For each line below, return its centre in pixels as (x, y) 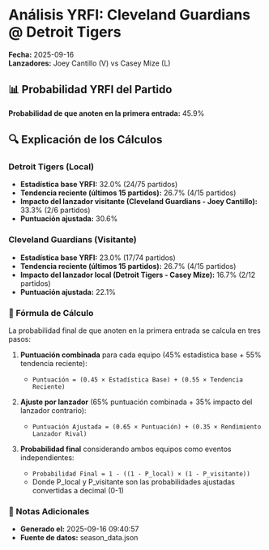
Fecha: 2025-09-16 (41, 54)
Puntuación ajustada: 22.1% (68, 292)
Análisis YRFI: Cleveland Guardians (130, 15)
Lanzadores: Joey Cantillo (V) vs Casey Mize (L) (90, 63)
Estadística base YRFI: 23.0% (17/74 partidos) (98, 258)
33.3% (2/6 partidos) (55, 210)
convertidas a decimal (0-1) (78, 491)
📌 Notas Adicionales (49, 511)
